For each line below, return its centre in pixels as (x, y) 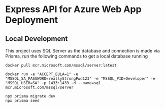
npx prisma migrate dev (30, 96)
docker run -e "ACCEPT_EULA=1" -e (42, 74)
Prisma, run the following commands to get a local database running (77, 56)
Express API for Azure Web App (73, 9)
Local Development (37, 39)
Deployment (32, 20)
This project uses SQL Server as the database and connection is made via (82, 51)
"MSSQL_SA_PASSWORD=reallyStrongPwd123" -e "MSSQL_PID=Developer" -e (80, 79)
